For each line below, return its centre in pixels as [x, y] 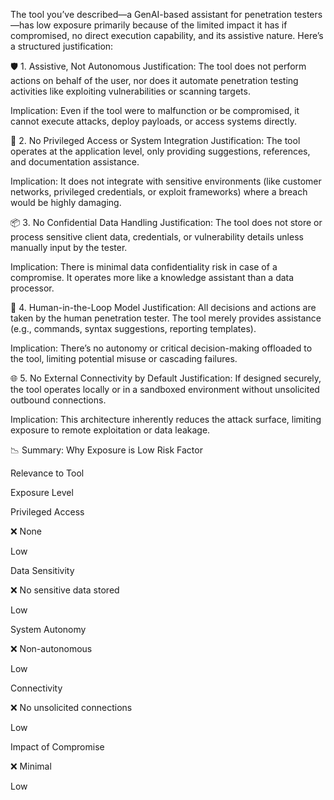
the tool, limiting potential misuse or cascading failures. [124, 358]
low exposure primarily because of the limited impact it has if [162, 25]
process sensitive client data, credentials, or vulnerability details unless [157, 237]
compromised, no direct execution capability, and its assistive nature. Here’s [167, 35]
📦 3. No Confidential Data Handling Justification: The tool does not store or [166, 222]
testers [308, 14]
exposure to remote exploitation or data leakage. [110, 430]
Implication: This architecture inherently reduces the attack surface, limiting [166, 419]
